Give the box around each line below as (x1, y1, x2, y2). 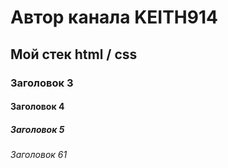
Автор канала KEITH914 (10, 6, 218, 29)
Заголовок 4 (10, 101, 65, 113)
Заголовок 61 (10, 149, 68, 161)
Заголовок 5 (10, 123, 65, 135)
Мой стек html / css (10, 46, 138, 63)
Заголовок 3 (10, 76, 74, 90)
